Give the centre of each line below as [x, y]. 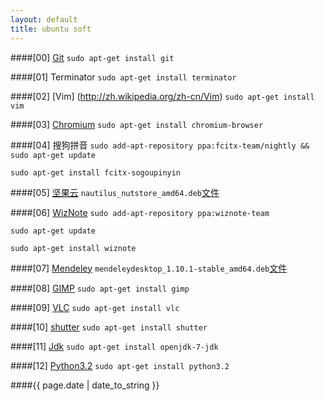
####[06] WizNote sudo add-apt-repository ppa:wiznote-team [140, 212]
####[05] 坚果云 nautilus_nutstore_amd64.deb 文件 [115, 192]
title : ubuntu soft [51, 29]
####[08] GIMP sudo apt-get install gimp [100, 288]
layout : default [44, 19]
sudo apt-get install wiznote [73, 248]
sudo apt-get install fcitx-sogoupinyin [96, 172]
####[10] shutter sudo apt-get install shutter [109, 327]
